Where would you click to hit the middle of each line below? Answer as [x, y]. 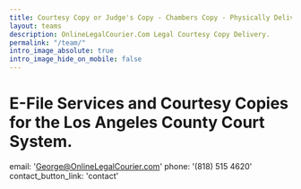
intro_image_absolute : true [62, 51]
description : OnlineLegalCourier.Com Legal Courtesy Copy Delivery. [140, 34]
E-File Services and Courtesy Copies [149, 103]
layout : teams [36, 26]
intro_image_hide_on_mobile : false [76, 59]
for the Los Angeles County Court [138, 123]
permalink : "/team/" [48, 43]
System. [41, 142]
